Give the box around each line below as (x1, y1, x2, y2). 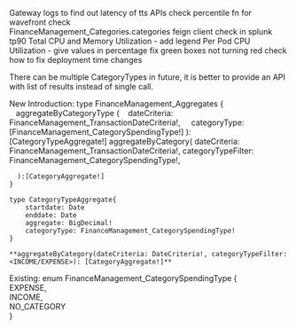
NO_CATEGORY (9, 302, 66, 311)
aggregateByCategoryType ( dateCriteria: (15, 108, 174, 118)
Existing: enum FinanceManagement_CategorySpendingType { (9, 273, 238, 283)
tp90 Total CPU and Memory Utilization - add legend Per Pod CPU (9, 35, 251, 46)
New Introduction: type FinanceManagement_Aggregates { (9, 98, 224, 109)
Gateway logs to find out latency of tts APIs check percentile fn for (9, 8, 253, 18)
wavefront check (9, 17, 71, 27)
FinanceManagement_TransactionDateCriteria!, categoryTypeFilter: (9, 145, 254, 156)
